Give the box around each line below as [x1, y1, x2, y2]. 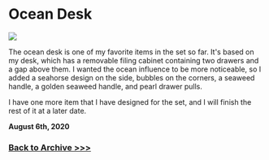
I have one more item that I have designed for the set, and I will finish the [8, 97, 252, 106]
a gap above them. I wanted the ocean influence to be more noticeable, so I [8, 64, 262, 74]
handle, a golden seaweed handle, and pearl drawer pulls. [8, 81, 203, 91]
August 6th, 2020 [8, 121, 71, 131]
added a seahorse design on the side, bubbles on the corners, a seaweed [8, 72, 255, 82]
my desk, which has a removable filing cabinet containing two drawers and [8, 55, 259, 65]
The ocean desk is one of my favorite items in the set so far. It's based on [8, 46, 254, 57]
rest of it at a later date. [8, 106, 87, 115]
